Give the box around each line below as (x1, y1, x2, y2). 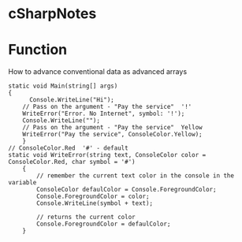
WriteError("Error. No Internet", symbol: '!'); (22, 110, 185, 118)
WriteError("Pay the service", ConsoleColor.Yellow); (22, 131, 203, 139)
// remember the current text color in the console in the (36, 172, 235, 180)
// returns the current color (36, 214, 136, 222)
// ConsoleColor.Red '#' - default (8, 144, 128, 152)
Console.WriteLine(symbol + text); (36, 199, 154, 207)
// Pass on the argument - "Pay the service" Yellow (22, 124, 203, 132)
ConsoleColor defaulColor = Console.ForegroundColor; (36, 186, 217, 194)
